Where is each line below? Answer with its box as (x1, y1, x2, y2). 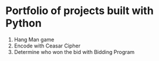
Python (5, 16, 42, 30)
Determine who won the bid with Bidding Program (13, 48, 135, 55)
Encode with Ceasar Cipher (13, 42, 80, 49)
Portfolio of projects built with (5, 4, 154, 18)
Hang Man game (13, 36, 55, 43)
